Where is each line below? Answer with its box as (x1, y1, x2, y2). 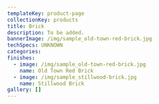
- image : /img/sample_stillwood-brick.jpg (13, 73, 137, 81)
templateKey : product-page (7, 10, 85, 17)
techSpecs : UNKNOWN (7, 42, 63, 49)
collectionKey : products (7, 16, 78, 23)
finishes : (7, 55, 36, 62)
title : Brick (7, 23, 45, 29)
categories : (7, 49, 41, 55)
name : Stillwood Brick (19, 80, 85, 87)
